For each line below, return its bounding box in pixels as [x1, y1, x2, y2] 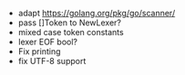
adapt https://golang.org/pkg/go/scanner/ [17, 8, 176, 18]
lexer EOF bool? [17, 36, 77, 47]
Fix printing [17, 46, 61, 57]
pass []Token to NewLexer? [17, 17, 121, 28]
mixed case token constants [17, 27, 125, 37]
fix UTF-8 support [17, 56, 87, 66]
